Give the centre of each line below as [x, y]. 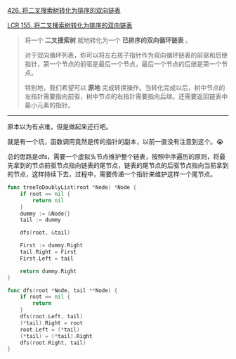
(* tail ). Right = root [51, 323]
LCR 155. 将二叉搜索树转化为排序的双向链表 [70, 25]
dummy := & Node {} [45, 214]
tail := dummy [40, 220]
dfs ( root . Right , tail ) [53, 343]
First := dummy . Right [51, 246]
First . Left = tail [47, 259]
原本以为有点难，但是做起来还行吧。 [60, 126]
